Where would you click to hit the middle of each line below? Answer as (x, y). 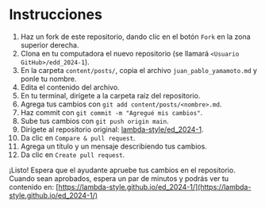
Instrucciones (56, 15)
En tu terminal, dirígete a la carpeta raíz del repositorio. (110, 95)
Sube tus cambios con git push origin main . (94, 121)
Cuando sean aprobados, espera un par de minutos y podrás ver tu (119, 178)
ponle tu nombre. (49, 79)
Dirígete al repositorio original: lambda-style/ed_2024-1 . (112, 129)
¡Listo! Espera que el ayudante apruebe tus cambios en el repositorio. (123, 170)
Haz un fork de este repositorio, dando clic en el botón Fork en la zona (135, 37)
